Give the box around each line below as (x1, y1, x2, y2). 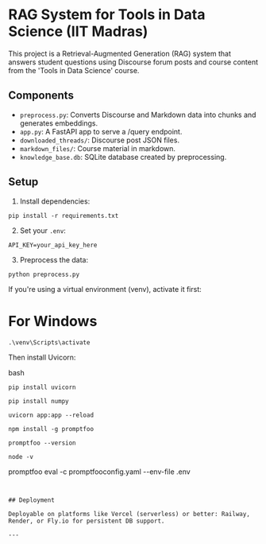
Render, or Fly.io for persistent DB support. (8, 517, 165, 525)
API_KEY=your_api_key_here (8, 241, 98, 249)
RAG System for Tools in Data (8, 6, 206, 24)
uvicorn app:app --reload (8, 411, 94, 419)
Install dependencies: (19, 196, 91, 206)
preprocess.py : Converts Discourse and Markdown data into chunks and (19, 110, 256, 119)
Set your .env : (19, 225, 66, 235)
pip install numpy (8, 397, 69, 405)
